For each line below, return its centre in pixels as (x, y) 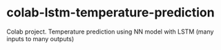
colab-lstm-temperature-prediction (110, 13)
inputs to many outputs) (40, 38)
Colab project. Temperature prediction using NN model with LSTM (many (110, 32)
